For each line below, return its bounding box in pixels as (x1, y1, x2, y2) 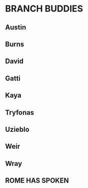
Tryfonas (5, 108, 34, 117)
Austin (5, 23, 26, 32)
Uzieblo (5, 125, 30, 133)
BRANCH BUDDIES (5, 3, 84, 15)
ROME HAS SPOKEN (5, 176, 69, 185)
